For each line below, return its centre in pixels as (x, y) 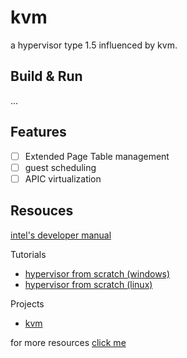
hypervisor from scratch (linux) (88, 284)
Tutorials (28, 254)
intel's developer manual (61, 235)
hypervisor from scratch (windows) (97, 273)
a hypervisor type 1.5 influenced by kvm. (94, 45)
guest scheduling (60, 167)
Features (38, 132)
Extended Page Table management (97, 156)
